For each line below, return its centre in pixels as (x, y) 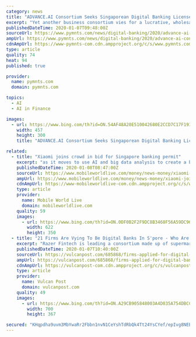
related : (17, 152)
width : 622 (40, 227)
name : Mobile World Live (52, 200)
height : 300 (31, 136)
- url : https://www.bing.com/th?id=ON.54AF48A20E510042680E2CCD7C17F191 (101, 124)
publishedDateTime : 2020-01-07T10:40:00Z (67, 249)
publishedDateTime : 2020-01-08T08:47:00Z (67, 168)
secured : (17, 325)
